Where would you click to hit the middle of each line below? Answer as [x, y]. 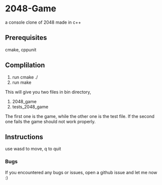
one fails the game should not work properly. [50, 121]
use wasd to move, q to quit [33, 149]
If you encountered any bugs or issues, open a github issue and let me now [81, 172]
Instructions [24, 137]
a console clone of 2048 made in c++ [43, 22]
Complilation [25, 65]
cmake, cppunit [21, 49]
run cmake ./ [25, 77]
